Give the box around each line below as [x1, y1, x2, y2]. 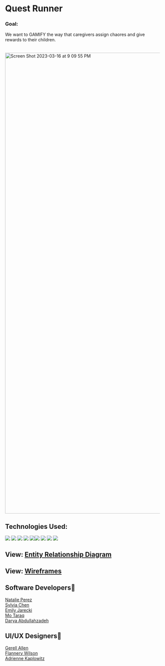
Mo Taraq [5, 612, 25, 618]
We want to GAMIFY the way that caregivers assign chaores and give [5, 31, 145, 37]
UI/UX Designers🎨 [5, 632, 62, 640]
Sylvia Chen [5, 602, 29, 608]
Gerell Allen [5, 645, 28, 651]
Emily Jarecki [5, 607, 32, 613]
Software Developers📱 [5, 583, 76, 592]
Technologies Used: [5, 522, 68, 531]
